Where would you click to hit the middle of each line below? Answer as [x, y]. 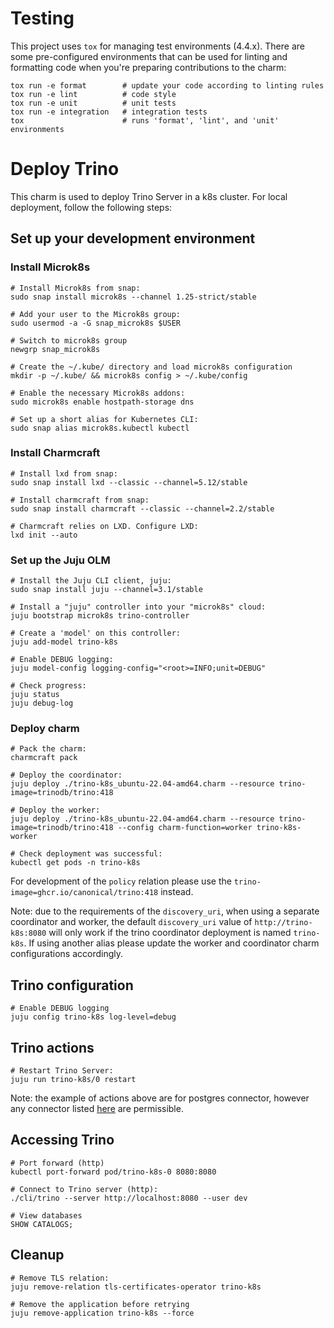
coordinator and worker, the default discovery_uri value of [131, 922]
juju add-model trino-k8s [64, 642]
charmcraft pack [44, 758]
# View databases [46, 1215]
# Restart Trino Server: [62, 1071]
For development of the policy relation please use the [121, 881]
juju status [35, 695]
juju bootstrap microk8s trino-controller [100, 616]
